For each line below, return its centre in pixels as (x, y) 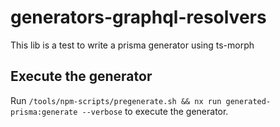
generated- (248, 101)
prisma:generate (44, 112)
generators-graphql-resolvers (138, 17)
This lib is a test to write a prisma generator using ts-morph (132, 45)
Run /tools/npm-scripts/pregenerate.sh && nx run (116, 100)
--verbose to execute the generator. (155, 111)
